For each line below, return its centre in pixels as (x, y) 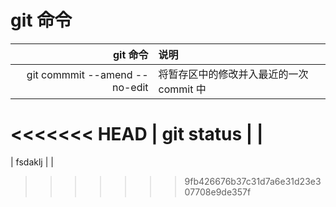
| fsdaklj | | (32, 162)
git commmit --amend (79, 74)
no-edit (130, 87)
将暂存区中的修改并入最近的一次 (233, 74)
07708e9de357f (218, 192)
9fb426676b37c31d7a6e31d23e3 (253, 181)
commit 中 (182, 89)
